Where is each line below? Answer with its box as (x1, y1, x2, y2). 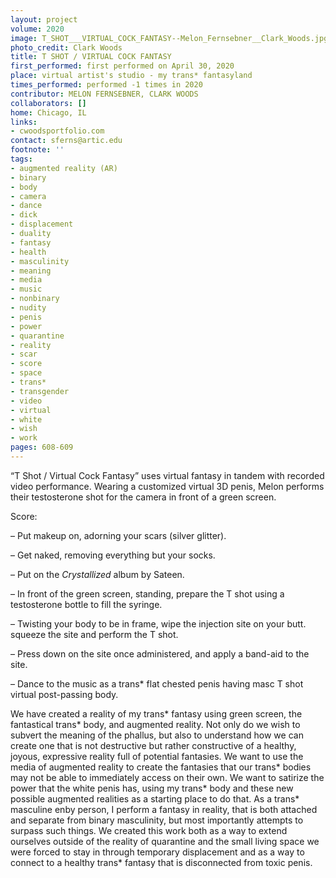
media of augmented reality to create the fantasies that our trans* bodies (10, 761, 312, 773)
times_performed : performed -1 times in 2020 (10, 80, 203, 90)
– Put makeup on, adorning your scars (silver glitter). (10, 529, 227, 541)
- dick (10, 210, 38, 220)
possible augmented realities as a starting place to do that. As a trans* (10, 792, 300, 805)
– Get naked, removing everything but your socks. (10, 549, 216, 561)
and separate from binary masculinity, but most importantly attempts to (10, 814, 304, 826)
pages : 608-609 (10, 442, 74, 453)
